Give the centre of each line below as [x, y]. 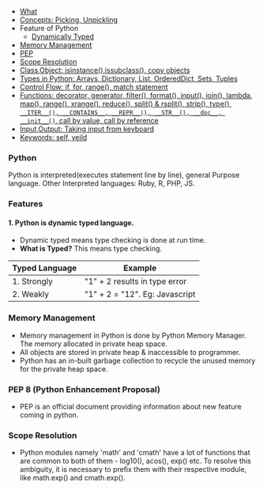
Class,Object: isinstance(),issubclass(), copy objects [105, 70]
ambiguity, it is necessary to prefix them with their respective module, [133, 469]
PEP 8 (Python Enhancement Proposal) [84, 389]
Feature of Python [49, 28]
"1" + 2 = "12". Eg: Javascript [140, 294]
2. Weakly [31, 294]
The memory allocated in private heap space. [94, 344]
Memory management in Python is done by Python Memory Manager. [133, 335]
